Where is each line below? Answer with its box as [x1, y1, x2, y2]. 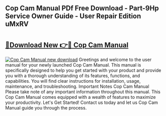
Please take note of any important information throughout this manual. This [5, 89, 161, 95]
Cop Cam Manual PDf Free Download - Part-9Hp [5, 4, 159, 13]
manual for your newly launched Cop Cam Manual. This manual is [5, 62, 141, 68]
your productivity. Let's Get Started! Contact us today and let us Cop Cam [5, 99, 158, 105]
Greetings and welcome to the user [78, 56, 152, 63]
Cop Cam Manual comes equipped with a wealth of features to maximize [5, 94, 156, 100]
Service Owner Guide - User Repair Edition [5, 12, 141, 21]
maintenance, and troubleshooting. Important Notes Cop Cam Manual [5, 83, 149, 89]
